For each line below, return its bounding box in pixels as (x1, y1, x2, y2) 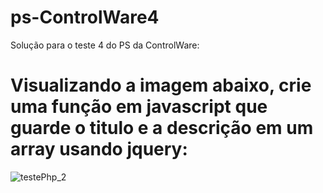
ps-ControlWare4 (10, 6, 160, 29)
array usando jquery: (10, 138, 188, 161)
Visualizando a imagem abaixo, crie (10, 74, 312, 97)
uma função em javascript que (10, 96, 268, 118)
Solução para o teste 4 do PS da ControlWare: (10, 39, 200, 51)
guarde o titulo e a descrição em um (10, 117, 314, 140)
